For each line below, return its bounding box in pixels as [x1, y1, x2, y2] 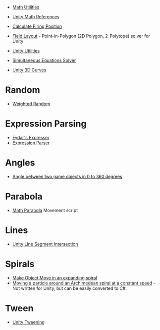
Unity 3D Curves [12, 67, 47, 73]
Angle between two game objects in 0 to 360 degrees [12, 173, 122, 179]
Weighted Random [12, 101, 51, 107]
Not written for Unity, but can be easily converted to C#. [12, 285, 127, 291]
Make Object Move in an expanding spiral [12, 275, 98, 280]
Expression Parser [12, 140, 50, 146]
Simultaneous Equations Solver [12, 57, 76, 63]
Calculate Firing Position [12, 23, 62, 29]
